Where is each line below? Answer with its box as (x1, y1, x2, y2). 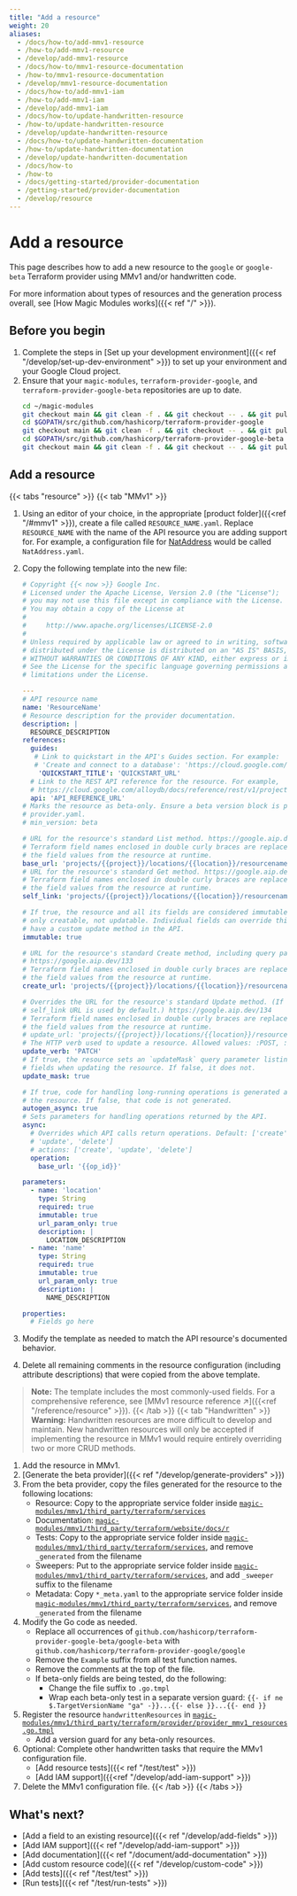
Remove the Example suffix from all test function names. (34, 1654, 238, 1666)
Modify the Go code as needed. (21, 1617, 138, 1628)
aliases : (9, 29, 42, 38)
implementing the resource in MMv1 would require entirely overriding (30, 1434, 283, 1444)
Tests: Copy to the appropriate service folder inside (34, 1532, 223, 1542)
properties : (21, 1309, 66, 1318)
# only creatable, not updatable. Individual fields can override (21, 916, 272, 925)
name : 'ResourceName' (21, 703, 103, 711)
